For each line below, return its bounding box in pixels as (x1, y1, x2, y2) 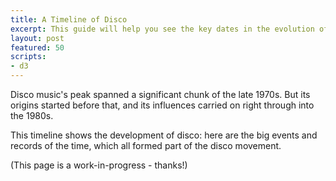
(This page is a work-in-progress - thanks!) (10, 159, 188, 171)
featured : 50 (10, 42, 65, 53)
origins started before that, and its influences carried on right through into (10, 99, 315, 111)
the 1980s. (10, 110, 54, 121)
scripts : (10, 52, 47, 62)
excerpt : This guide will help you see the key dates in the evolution (10, 24, 315, 34)
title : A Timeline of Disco (10, 14, 128, 25)
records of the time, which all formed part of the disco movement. (10, 140, 282, 151)
